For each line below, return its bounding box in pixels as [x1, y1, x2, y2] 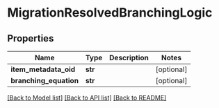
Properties [7, 33, 54, 44]
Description [108, 53, 149, 62]
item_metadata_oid [10, 64, 76, 74]
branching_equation [10, 76, 79, 85]
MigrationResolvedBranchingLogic [7, 5, 213, 21]
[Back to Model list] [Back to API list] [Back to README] [7, 93, 167, 102]
